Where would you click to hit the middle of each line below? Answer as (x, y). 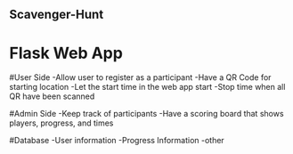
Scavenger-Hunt (57, 15)
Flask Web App (66, 53)
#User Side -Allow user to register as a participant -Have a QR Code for (140, 77)
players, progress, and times (61, 123)
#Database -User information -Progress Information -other (117, 141)
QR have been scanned (52, 96)
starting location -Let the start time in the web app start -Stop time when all (147, 87)
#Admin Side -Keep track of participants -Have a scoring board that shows (146, 114)
